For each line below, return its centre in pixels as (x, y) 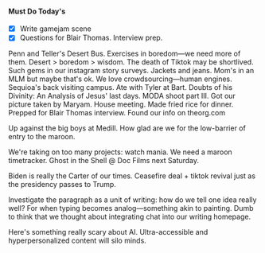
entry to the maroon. (42, 137)
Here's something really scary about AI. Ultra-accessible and (108, 232)
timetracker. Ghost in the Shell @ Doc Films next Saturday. (104, 161)
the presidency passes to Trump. (62, 185)
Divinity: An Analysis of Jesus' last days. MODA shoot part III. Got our (122, 96)
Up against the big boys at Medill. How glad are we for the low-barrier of (127, 128)
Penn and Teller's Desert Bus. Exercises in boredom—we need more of (125, 54)
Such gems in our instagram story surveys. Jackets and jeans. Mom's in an (131, 71)
